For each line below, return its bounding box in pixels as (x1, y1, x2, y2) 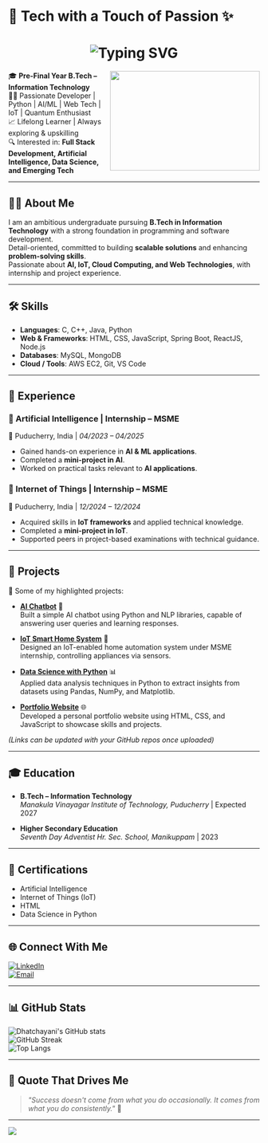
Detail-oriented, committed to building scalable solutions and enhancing (8, 242, 248, 252)
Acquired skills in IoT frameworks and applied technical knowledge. (19, 517, 244, 527)
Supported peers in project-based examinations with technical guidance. (19, 534, 259, 544)
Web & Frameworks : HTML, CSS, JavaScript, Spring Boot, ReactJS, (19, 333, 243, 343)
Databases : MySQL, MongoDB (19, 350, 122, 359)
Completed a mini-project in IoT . (19, 525, 128, 535)
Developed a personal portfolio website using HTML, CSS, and (19, 711, 226, 721)
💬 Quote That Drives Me (8, 1074, 129, 1087)
